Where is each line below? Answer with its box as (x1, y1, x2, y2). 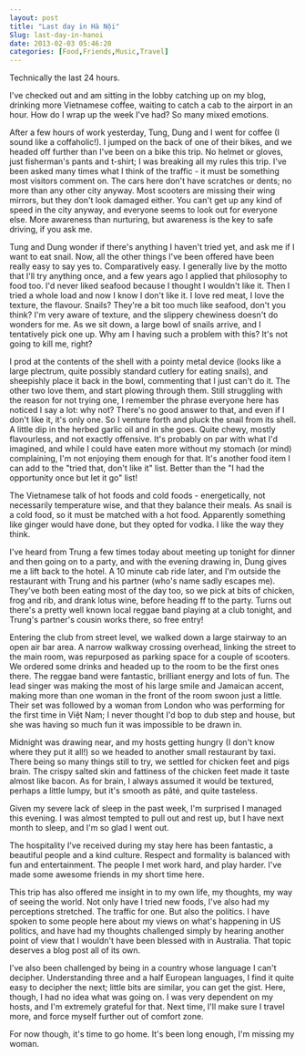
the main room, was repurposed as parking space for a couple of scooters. (9, 651, 291, 662)
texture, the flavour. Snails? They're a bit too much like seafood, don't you (9, 300, 287, 311)
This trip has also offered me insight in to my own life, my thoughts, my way (9, 886, 293, 898)
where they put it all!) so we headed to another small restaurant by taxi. (9, 747, 277, 758)
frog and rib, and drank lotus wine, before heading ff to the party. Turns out (9, 595, 292, 606)
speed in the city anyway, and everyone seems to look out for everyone (9, 204, 278, 215)
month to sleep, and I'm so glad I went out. (9, 823, 170, 833)
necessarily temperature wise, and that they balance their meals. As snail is (9, 500, 292, 511)
